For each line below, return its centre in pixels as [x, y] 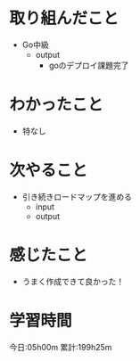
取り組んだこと [64, 18]
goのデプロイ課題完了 [89, 65]
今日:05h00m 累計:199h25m [61, 347]
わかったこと [57, 105]
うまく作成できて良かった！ [73, 281]
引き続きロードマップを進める [77, 196]
